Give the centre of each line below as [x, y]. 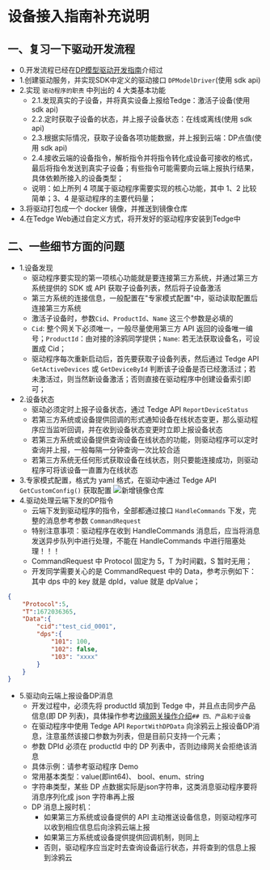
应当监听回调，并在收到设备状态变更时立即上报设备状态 [131, 429]
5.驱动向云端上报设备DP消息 [66, 696]
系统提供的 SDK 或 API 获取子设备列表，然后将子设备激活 [126, 287]
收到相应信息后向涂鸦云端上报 [100, 827]
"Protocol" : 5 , [46, 604]
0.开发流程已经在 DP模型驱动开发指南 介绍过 [91, 70]
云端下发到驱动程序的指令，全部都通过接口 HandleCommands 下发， [140, 510]
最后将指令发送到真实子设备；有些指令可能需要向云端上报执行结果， [145, 168]
